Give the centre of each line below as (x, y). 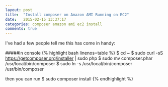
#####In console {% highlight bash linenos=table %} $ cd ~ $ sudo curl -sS (84, 53)
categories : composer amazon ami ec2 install (54, 24)
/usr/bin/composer (25, 69)
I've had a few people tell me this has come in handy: (60, 43)
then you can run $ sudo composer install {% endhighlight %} (69, 79)
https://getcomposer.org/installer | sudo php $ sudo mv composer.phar (79, 58)
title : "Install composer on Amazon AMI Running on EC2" (67, 15)
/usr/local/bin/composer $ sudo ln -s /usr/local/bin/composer (69, 64)
